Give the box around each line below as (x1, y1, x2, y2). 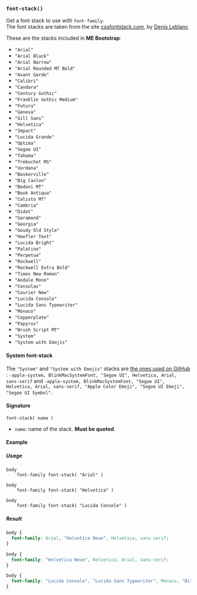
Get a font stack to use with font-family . (6, 17, 104, 24)
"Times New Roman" (14, 271, 60, 277)
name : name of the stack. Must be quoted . (14, 425, 116, 432)
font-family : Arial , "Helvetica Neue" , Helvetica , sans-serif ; (11, 535, 169, 541)
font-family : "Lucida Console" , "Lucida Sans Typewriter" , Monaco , (11, 578, 180, 584)
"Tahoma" (14, 153, 36, 159)
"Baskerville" (14, 172, 49, 177)
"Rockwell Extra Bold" (14, 265, 70, 271)
